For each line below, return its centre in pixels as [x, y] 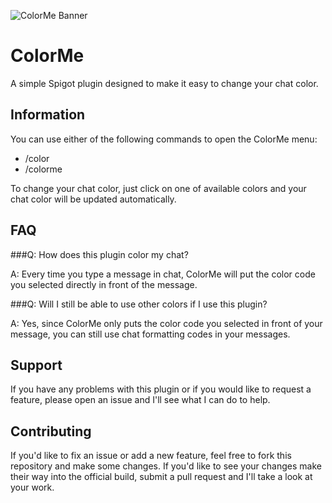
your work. [32, 487]
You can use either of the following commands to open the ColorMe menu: [164, 139]
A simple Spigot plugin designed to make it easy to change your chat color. [164, 83]
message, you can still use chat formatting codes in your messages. [150, 334]
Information [48, 115]
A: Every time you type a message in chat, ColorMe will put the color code [163, 274]
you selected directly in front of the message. [104, 284]
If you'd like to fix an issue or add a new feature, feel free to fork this [151, 456]
